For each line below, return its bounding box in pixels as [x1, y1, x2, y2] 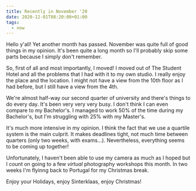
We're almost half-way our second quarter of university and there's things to [6, 95, 191, 102]
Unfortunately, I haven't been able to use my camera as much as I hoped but [6, 154, 191, 161]
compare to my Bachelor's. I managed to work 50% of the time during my [6, 107, 183, 114]
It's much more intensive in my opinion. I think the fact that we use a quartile [6, 124, 190, 131]
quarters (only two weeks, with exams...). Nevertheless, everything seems [6, 137, 185, 144]
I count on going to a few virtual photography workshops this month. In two [6, 161, 188, 168]
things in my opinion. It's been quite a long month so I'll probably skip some [6, 47, 188, 54]
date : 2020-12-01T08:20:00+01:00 [6, 14, 88, 20]
